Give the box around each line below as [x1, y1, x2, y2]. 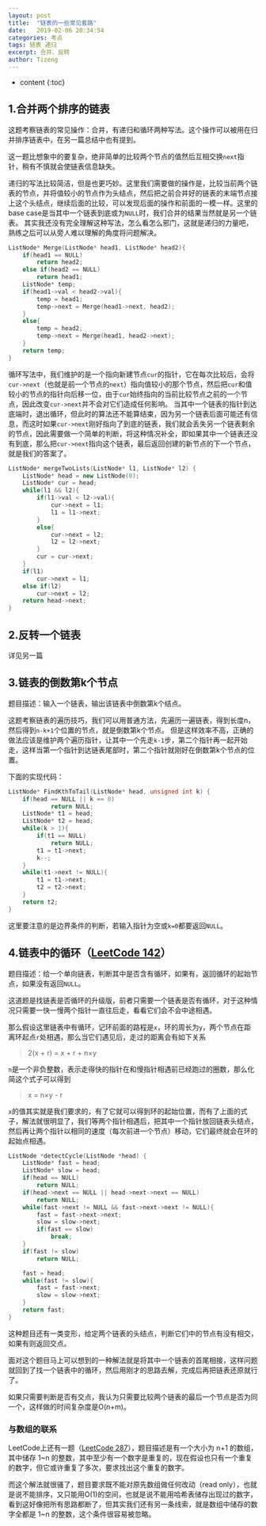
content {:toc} [19, 77, 66, 87]
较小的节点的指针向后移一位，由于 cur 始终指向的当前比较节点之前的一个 [8, 389, 241, 398]
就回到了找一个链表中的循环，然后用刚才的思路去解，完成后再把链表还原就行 [8, 1365, 258, 1375]
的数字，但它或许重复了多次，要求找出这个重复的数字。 [8, 1463, 188, 1473]
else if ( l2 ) [22, 582, 62, 590]
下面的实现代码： [8, 771, 64, 781]
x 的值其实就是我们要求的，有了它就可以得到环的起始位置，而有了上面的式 [8, 1106, 248, 1116]
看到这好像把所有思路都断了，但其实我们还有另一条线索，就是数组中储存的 [8, 1500, 251, 1509]
